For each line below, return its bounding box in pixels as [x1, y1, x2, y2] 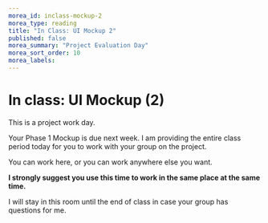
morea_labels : [8, 57, 56, 65]
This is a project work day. [8, 117, 95, 127]
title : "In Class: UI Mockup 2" [8, 26, 116, 34]
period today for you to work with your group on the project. [8, 141, 207, 151]
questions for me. [8, 205, 67, 215]
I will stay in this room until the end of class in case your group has [8, 197, 229, 206]
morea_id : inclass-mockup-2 [8, 11, 103, 20]
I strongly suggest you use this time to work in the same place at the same [8, 172, 261, 182]
